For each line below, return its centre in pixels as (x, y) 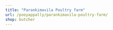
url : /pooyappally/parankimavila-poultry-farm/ (57, 15)
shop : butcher (20, 19)
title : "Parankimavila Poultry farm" (45, 10)
